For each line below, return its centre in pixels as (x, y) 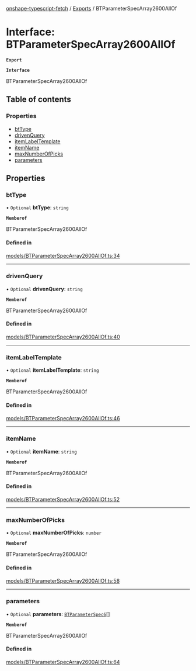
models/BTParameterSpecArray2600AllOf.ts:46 (63, 418)
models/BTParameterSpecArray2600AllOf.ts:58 (63, 580)
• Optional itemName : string (41, 451)
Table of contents (38, 100)
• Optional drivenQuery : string (44, 289)
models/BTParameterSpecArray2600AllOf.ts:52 (63, 500)
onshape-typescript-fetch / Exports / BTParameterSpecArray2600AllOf (92, 8)
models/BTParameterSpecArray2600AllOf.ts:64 (63, 662)
